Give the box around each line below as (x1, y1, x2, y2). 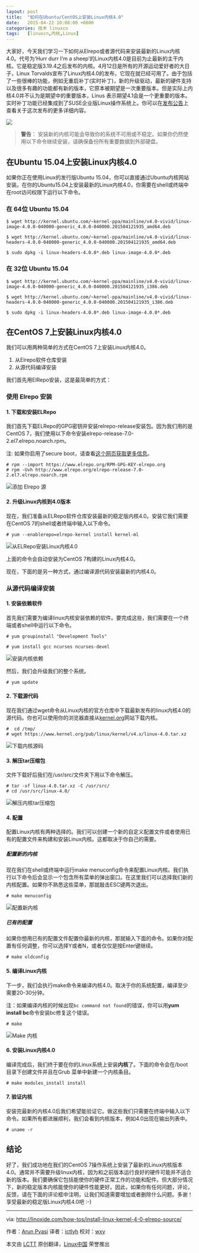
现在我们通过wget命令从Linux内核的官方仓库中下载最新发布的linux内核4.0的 (6, 707, 191, 714)
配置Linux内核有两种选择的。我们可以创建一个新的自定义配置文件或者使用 (6, 828, 185, 836)
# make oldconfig (6, 954, 49, 960)
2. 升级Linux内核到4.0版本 (6, 498, 71, 505)
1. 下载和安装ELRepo (6, 408, 56, 415)
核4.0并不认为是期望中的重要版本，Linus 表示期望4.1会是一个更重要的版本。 (6, 92, 191, 99)
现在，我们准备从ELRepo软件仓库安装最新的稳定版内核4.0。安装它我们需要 (6, 512, 188, 519)
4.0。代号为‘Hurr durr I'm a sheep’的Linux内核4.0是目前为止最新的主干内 (6, 55, 184, 62)
